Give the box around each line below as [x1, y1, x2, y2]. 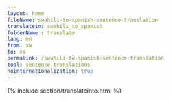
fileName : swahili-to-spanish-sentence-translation [7, 16, 158, 23]
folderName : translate [7, 29, 76, 36]
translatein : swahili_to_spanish [7, 23, 103, 30]
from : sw [7, 42, 32, 49]
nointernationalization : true [7, 67, 94, 74]
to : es [7, 49, 26, 56]
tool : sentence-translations [7, 61, 91, 68]
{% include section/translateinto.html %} [7, 87, 122, 95]
